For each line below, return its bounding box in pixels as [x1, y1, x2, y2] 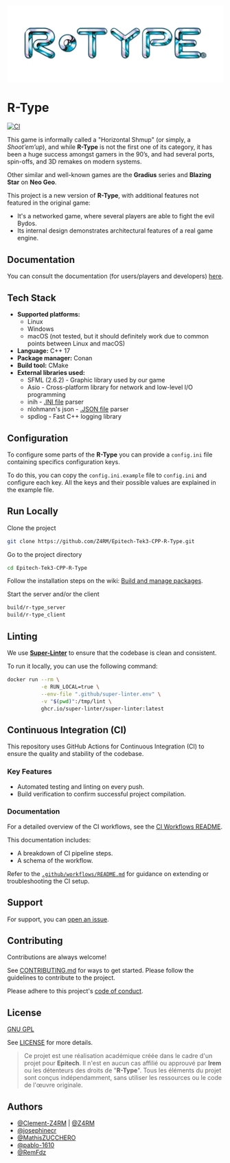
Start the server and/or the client [7, 590, 100, 599]
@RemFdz [16, 1149, 47, 1157]
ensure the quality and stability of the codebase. [7, 750, 144, 758]
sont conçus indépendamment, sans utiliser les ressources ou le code [23, 1074, 222, 1082]
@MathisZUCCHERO [16, 1133, 76, 1142]
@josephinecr [16, 1127, 57, 1135]
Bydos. [16, 219, 37, 228]
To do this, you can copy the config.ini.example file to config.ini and [7, 471, 207, 479]
